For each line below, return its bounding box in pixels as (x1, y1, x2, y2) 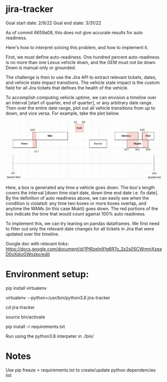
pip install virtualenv (5, 285, 47, 291)
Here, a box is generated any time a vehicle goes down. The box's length (5, 185, 156, 191)
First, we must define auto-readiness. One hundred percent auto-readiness (5, 54, 160, 60)
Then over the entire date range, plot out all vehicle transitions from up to (5, 105, 156, 111)
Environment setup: (5, 269, 89, 280)
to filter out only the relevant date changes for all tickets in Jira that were (5, 226, 155, 232)
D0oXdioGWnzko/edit (5, 251, 50, 257)
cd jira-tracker (5, 305, 35, 310)
